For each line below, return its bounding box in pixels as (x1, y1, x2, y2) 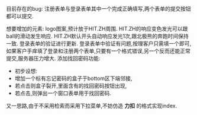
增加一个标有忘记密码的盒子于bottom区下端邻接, (14, 75, 133, 82)
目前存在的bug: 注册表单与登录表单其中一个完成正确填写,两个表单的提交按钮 (6, 5, 191, 12)
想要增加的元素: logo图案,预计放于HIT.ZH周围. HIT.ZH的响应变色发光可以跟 (6, 25, 188, 32)
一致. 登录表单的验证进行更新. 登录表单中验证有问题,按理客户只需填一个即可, (6, 40, 192, 47)
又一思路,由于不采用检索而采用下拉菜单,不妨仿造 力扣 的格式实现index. (6, 103, 177, 109)
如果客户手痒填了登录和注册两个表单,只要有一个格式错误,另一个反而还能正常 (6, 47, 191, 55)
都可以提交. (6, 12, 34, 20)
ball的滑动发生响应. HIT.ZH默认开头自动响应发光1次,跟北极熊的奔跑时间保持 (6, 33, 189, 40)
